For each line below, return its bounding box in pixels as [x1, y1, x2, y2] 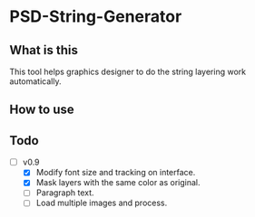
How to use [9, 102, 74, 118]
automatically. [9, 76, 62, 87]
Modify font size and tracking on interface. [35, 167, 196, 178]
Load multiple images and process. [35, 197, 168, 209]
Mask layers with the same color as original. [35, 177, 201, 188]
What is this [9, 42, 79, 58]
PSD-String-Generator [9, 6, 182, 27]
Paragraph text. [35, 187, 94, 198]
